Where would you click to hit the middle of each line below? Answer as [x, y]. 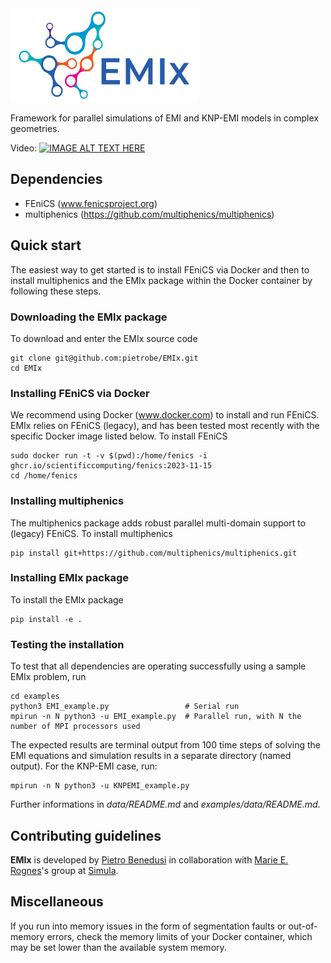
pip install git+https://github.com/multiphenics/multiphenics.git [154, 553]
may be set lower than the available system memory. [118, 947]
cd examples [35, 697]
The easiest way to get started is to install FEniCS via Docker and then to [160, 269]
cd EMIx [26, 368]
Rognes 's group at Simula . [64, 870]
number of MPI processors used [75, 727]
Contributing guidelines [86, 835]
